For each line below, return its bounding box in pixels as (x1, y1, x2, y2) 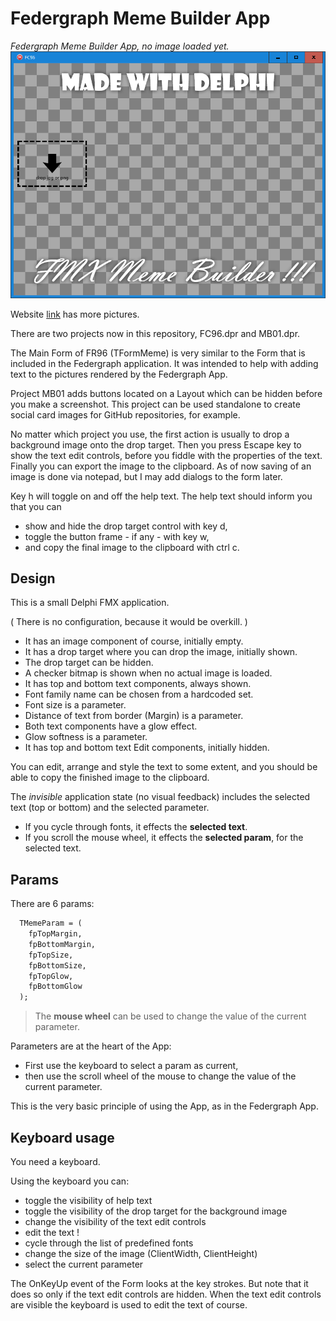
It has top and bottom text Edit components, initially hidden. (24, 742, 270, 754)
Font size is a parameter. (24, 699, 127, 711)
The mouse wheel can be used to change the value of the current (34, 1010, 307, 1022)
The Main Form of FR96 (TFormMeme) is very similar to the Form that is (10, 347, 306, 359)
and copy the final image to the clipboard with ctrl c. (24, 541, 240, 553)
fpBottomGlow (28, 982, 83, 992)
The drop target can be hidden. (24, 657, 154, 669)
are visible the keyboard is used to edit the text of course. (10, 1299, 248, 1311)
